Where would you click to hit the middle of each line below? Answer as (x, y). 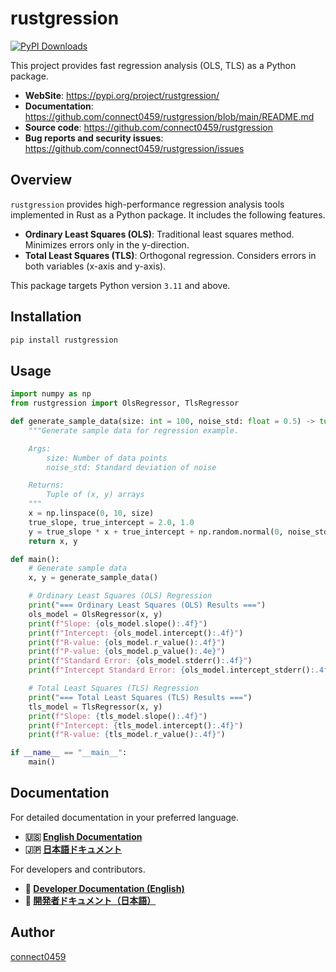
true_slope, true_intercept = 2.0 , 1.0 (111, 522)
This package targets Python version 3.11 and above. (120, 285)
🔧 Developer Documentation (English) (104, 888)
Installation (46, 317)
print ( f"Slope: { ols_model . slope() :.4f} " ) (118, 623)
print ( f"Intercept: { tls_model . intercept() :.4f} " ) (136, 725)
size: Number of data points (107, 458)
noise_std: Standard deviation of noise (131, 467)
